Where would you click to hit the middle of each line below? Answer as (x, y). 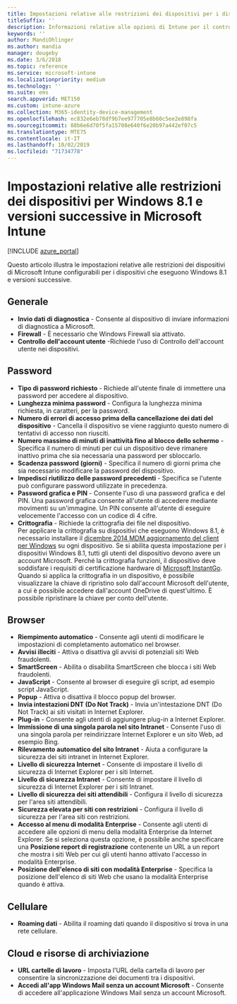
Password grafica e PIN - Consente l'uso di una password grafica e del (121, 493)
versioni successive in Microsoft (105, 217)
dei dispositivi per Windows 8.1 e (105, 201)
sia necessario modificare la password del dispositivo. (96, 471)
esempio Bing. (38, 742)
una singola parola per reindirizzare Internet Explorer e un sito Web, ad (120, 734)
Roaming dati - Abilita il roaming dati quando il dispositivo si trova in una (123, 924)
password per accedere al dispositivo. (73, 395)
